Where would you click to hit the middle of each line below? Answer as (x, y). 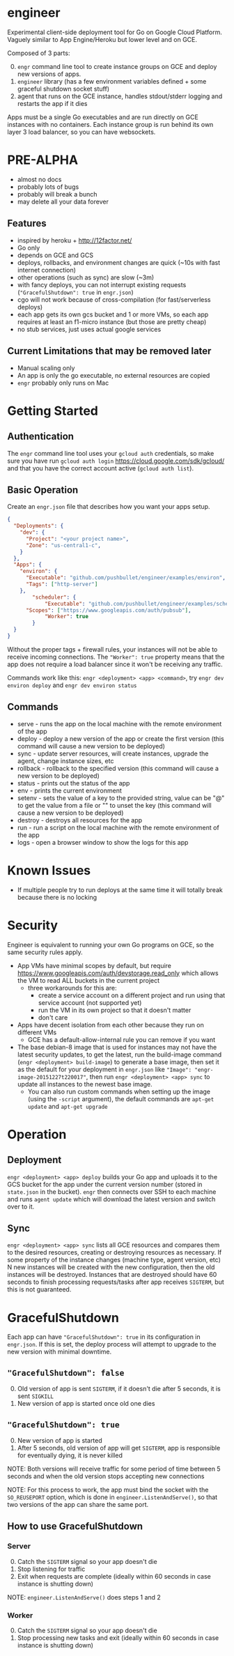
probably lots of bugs (48, 187)
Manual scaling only (46, 368)
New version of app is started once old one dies (86, 1404)
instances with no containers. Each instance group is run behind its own (110, 124)
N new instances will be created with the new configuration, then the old (111, 1267)
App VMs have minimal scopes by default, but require (94, 965)
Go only (29, 247)
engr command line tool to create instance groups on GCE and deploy (117, 66)
